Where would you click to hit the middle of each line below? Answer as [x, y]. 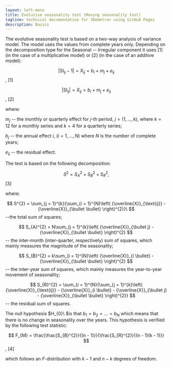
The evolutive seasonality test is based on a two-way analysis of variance [83, 39]
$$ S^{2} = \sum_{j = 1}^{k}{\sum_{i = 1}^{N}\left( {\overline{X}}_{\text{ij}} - [86, 203]
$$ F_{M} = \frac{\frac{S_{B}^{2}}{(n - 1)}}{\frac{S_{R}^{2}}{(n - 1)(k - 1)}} [86, 335]
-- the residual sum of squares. [38, 303]
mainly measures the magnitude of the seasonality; [60, 246]
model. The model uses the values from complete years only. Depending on [85, 45]
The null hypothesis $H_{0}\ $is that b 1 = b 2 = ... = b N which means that [82, 314]
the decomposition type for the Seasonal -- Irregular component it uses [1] [84, 50]
